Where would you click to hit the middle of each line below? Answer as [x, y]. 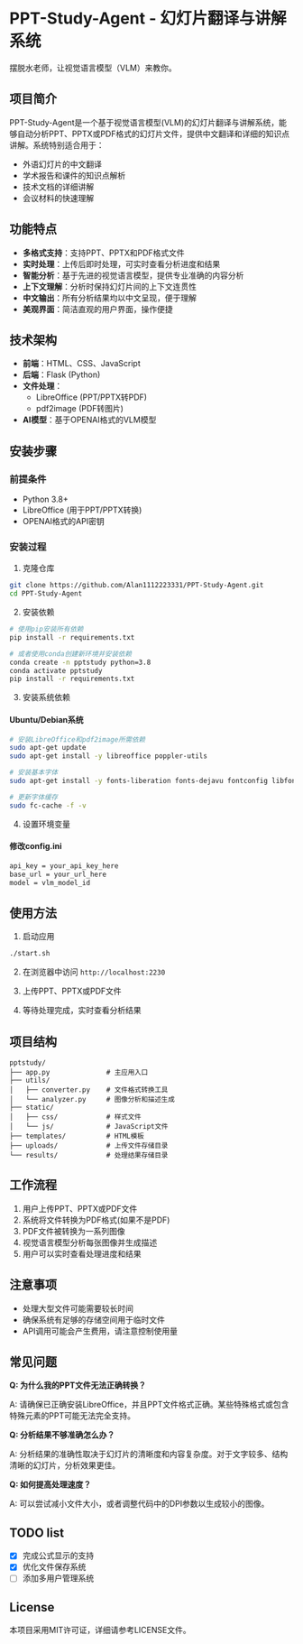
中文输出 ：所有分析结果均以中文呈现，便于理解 [109, 298]
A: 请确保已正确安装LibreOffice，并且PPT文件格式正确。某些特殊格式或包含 [149, 1405]
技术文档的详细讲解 [58, 187]
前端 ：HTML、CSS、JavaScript [82, 364]
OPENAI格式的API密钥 [64, 522]
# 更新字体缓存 [34, 797]
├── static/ [32, 1108]
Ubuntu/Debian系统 [46, 719]
